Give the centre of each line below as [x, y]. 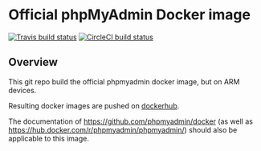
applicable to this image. [49, 138]
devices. [22, 90]
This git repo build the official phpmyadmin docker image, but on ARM [124, 81]
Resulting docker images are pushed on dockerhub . [94, 105]
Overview [33, 62]
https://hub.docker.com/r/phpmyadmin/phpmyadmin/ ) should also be [123, 129]
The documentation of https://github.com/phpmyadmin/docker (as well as [130, 121]
